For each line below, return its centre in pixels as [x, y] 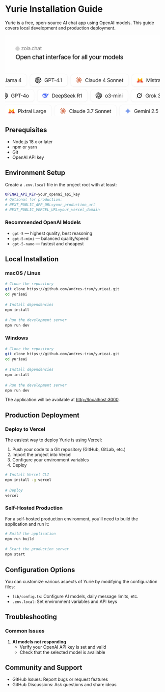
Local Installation [32, 259]
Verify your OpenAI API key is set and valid [63, 647]
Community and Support [44, 668]
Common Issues [25, 631]
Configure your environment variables [51, 460]
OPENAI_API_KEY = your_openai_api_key [42, 194]
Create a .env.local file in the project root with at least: [61, 184]
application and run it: [27, 524]
